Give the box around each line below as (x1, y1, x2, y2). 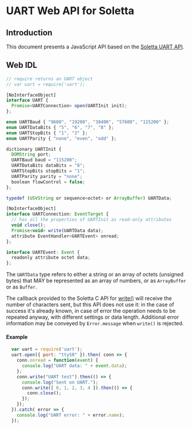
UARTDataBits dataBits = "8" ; (11, 163, 85, 169)
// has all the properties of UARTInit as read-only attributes (11, 217, 172, 223)
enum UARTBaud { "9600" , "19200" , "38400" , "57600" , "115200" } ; (6, 119, 170, 125)
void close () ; (11, 222, 46, 228)
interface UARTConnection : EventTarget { (6, 211, 109, 217)
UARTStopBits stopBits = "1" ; (11, 168, 85, 174)
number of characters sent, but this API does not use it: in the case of (6, 301, 174, 308)
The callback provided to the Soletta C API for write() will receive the (6, 295, 172, 302)
